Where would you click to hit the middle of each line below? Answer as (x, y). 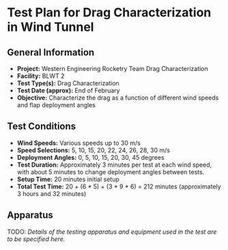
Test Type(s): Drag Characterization (68, 83)
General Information (51, 52)
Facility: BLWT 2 (41, 76)
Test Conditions (42, 127)
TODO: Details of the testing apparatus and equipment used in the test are (112, 232)
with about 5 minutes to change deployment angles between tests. (111, 171)
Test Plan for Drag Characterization (109, 13)
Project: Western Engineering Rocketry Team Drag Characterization (112, 69)
